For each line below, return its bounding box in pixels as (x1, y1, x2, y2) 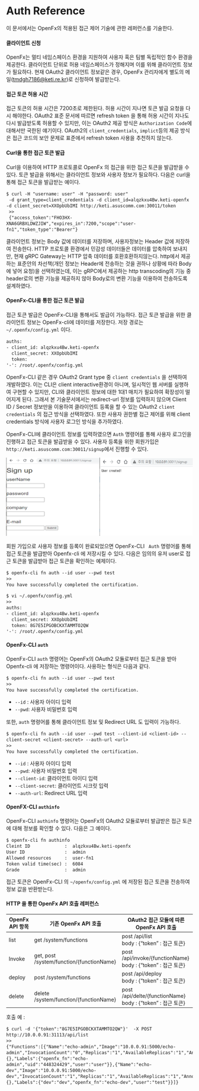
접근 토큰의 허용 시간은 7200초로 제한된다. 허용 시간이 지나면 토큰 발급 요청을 (6, 105, 185, 112)
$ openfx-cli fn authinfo (6, 837, 70, 843)
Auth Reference (6, 4, 85, 18)
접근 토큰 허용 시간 (6, 90, 49, 97)
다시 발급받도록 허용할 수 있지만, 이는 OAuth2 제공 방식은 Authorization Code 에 (6, 120, 192, 127)
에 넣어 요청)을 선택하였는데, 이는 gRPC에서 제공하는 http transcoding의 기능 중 (6, 267, 191, 274)
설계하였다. (6, 282, 32, 289)
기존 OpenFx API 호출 (49, 920, 102, 927)
